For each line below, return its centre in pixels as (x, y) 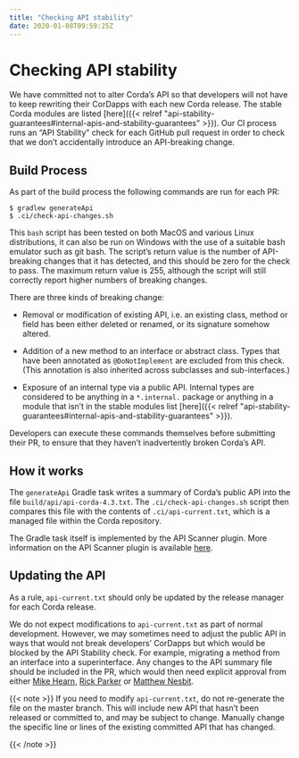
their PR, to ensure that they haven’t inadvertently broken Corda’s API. (137, 442)
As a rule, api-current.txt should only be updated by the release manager (147, 597)
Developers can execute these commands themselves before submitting (142, 434)
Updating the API (58, 576)
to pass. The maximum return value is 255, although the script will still (137, 271)
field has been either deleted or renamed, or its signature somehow (146, 324)
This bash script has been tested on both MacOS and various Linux (132, 232)
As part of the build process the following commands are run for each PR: (145, 192)
